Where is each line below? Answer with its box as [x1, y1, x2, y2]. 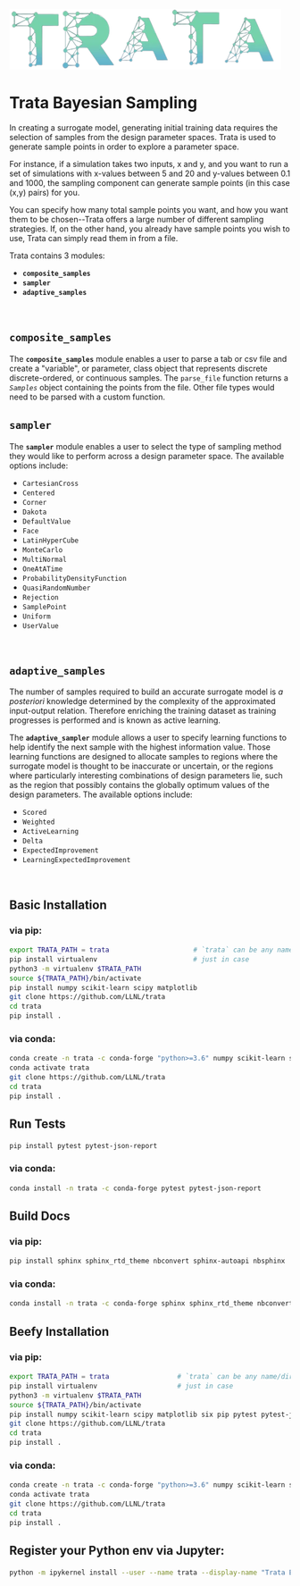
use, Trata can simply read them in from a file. [9, 232, 179, 243]
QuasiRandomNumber [21, 583, 91, 592]
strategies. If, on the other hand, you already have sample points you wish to [9, 223, 290, 234]
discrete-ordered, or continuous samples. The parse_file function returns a [9, 372, 288, 383]
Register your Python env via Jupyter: [9, 1543, 225, 1558]
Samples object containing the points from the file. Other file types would [9, 382, 275, 392]
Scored [21, 809, 47, 818]
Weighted [21, 818, 55, 827]
